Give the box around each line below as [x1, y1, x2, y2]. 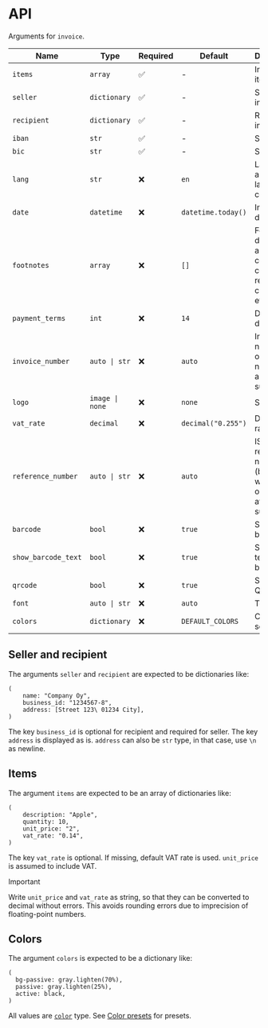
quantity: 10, [22, 818, 69, 826]
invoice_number [12, 357, 70, 366]
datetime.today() [180, 207, 247, 217]
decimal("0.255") [180, 418, 247, 428]
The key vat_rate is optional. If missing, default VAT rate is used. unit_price [8, 853, 259, 862]
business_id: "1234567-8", [22, 698, 112, 706]
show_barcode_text [12, 553, 82, 562]
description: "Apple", [22, 810, 98, 818]
